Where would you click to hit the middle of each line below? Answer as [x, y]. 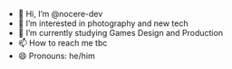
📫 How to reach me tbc [63, 43]
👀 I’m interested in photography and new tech [103, 23]
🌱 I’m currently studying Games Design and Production [121, 33]
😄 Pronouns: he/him [56, 56]
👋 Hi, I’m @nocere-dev [60, 14]
